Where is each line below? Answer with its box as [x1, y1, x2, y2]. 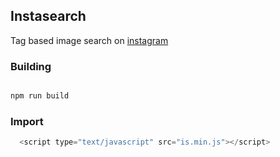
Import [10, 114, 44, 128]
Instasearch [10, 8, 87, 25]
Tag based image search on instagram [10, 34, 169, 46]
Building [10, 59, 52, 73]
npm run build [10, 91, 70, 101]
